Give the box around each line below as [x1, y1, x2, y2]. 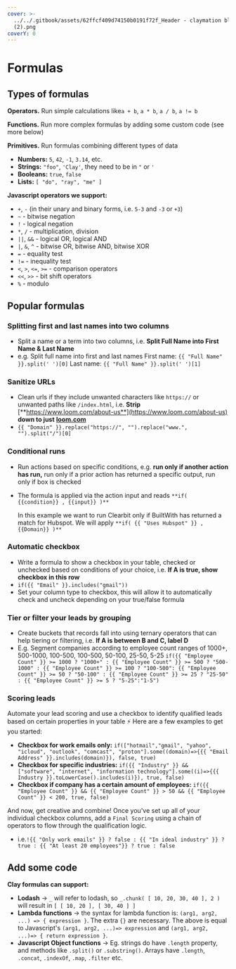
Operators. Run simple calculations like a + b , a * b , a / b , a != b [7, 107, 198, 115]
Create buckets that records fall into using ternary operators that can [17, 629, 217, 637]
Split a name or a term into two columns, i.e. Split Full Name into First [17, 337, 219, 345]
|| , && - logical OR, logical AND [17, 235, 107, 243]
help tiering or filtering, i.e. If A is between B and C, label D [17, 636, 188, 645]
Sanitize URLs [7, 377, 56, 387]
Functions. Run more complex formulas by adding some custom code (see [7, 120, 225, 129]
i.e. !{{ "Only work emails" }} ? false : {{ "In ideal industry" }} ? [17, 835, 225, 844]
